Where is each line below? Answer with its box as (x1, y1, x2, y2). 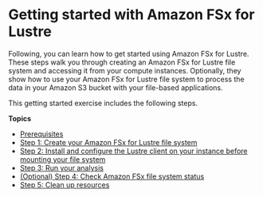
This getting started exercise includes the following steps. (8, 98, 198, 108)
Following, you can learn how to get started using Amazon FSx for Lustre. (8, 49, 249, 58)
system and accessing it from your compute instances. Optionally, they (8, 65, 241, 75)
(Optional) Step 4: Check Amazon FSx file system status (19, 171, 205, 181)
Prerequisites (19, 129, 64, 139)
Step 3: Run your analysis (19, 163, 104, 172)
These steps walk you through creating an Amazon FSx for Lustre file (8, 57, 236, 67)
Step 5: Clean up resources (19, 179, 110, 189)
